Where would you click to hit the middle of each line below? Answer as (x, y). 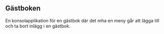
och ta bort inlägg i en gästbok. (38, 26)
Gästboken (23, 8)
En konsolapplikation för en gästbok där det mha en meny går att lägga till (82, 20)
